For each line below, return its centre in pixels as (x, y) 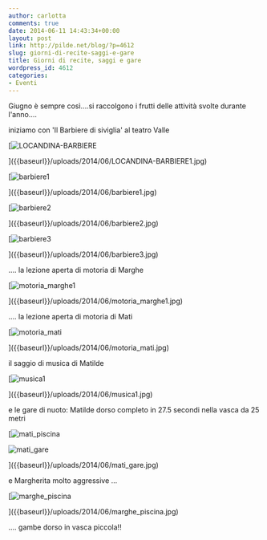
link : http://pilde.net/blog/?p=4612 (71, 46)
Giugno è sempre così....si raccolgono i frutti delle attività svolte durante (127, 106)
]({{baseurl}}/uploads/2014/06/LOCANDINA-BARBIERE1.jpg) (108, 160)
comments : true (34, 23)
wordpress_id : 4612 (41, 68)
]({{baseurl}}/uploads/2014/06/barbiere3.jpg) (83, 254)
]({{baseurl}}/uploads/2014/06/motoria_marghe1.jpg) (95, 301)
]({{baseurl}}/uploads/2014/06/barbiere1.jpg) (83, 192)
